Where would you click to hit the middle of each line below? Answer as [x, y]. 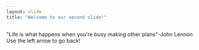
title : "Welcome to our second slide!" [57, 17]
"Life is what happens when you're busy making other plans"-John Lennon [99, 34]
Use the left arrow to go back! [43, 40]
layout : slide [24, 12]
